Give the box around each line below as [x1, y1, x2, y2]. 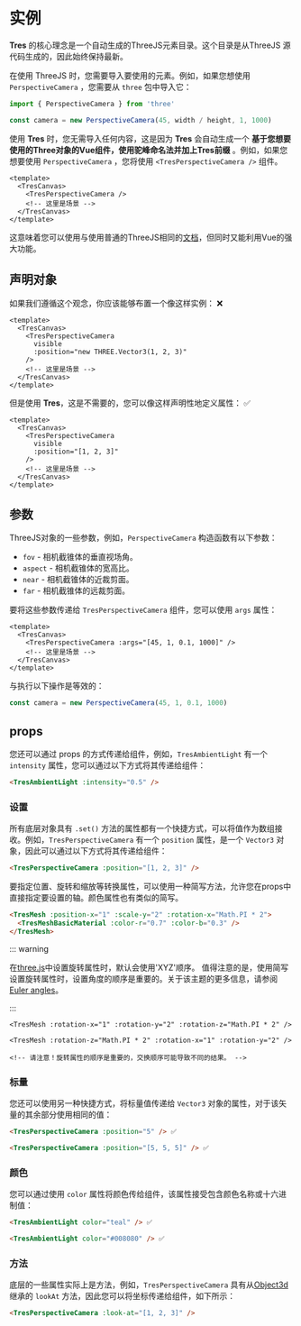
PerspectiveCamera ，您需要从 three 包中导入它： [9, 81, 192, 92]
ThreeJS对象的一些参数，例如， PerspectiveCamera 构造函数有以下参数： [9, 533, 278, 544]
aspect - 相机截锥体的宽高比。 [22, 562, 135, 573]
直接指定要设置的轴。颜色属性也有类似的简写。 [9, 892, 183, 903]
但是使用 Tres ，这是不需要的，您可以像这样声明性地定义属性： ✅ [9, 398, 251, 408]
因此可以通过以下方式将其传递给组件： [24, 846, 168, 856]
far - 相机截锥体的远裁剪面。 [22, 585, 131, 596]
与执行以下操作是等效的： [9, 681, 105, 691]
